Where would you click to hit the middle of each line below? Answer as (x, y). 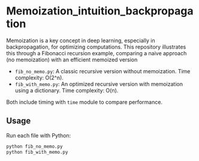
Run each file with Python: (39, 135)
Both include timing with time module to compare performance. (85, 102)
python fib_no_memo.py (34, 146)
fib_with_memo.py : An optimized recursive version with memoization (99, 84)
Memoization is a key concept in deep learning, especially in (81, 40)
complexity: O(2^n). (39, 77)
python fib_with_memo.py (37, 152)
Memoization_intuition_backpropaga (100, 11)
